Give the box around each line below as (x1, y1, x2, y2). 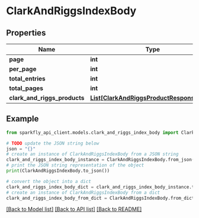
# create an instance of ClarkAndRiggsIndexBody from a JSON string (6, 151, 179, 158)
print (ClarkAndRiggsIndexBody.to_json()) (6, 168, 110, 174)
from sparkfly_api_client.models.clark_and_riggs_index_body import (6, 129, 179, 136)
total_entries (9, 75, 46, 82)
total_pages (9, 84, 43, 92)
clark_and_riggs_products (9, 94, 85, 102)
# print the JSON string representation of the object (6, 162, 145, 168)
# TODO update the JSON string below (6, 140, 99, 146)
